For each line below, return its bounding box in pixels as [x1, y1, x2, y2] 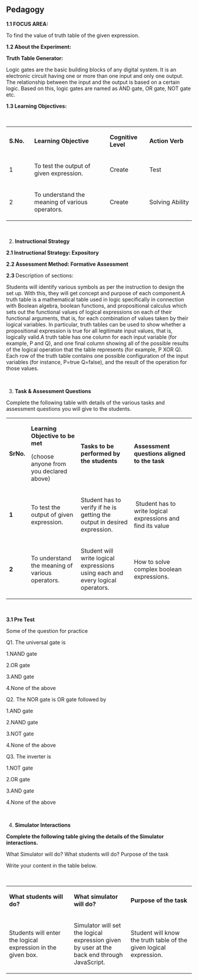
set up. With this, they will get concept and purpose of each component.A [6, 289, 186, 296]
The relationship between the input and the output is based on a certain [6, 78, 180, 85]
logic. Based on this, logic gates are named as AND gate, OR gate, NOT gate [6, 85, 192, 92]
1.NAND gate [6, 650, 37, 657]
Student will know [130, 928, 180, 936]
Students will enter [9, 928, 61, 936]
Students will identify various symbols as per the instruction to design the [6, 283, 184, 291]
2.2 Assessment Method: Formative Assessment [6, 260, 128, 268]
